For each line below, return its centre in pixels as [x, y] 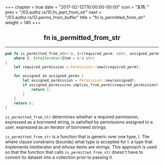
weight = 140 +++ [23, 22]
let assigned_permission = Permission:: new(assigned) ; [80, 81]
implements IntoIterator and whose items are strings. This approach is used [81, 147]
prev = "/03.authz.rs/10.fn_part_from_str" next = [53, 12]
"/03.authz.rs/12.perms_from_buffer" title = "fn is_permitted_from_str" [75, 17]
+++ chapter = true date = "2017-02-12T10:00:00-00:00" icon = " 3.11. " [77, 7]
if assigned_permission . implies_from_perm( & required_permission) [91, 85]
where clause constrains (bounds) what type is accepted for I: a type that [79, 142]
